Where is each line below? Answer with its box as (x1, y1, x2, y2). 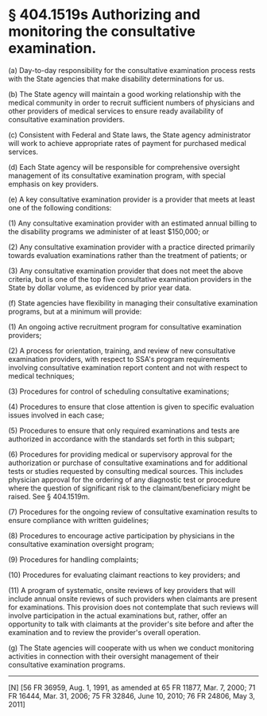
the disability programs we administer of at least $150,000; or (8, 226, 209, 236)
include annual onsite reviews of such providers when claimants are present (8, 594, 257, 603)
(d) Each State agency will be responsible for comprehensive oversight (8, 162, 240, 171)
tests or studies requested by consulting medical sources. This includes (8, 466, 244, 475)
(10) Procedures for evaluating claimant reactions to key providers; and (8, 570, 241, 579)
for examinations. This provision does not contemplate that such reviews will (8, 602, 259, 612)
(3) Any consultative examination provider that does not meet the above (8, 266, 244, 275)
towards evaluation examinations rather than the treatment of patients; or (8, 250, 248, 260)
